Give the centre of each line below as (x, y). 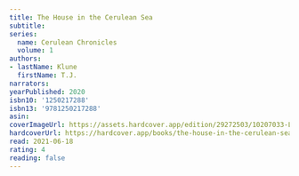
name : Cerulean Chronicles (67, 42)
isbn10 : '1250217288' (49, 100)
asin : (19, 116)
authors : (25, 59)
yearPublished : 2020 (48, 92)
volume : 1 (35, 51)
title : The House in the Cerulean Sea (81, 17)
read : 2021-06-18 (41, 141)
